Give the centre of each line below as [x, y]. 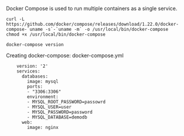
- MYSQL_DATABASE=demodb [57, 117]
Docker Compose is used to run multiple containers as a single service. [92, 8]
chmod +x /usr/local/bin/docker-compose [56, 34]
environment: [43, 97]
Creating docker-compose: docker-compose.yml [65, 55]
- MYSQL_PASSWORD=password [60, 112]
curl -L [15, 19]
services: [29, 71]
